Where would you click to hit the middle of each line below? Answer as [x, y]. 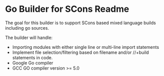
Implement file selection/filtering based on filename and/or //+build [81, 52]
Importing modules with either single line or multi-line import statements [86, 47]
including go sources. [27, 28]
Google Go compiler [33, 63]
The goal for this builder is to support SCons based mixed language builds [81, 23]
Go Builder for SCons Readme [67, 9]
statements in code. [32, 57]
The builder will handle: [29, 38]
